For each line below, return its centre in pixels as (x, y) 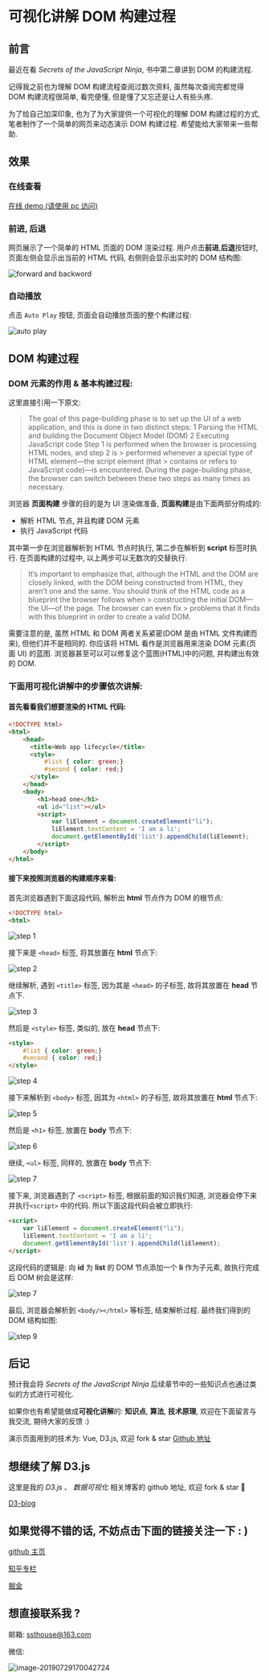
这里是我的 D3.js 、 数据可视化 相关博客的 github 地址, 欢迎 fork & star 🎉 (127, 1487)
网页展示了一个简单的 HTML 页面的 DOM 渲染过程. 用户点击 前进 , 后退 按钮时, (133, 247)
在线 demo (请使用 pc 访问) (53, 205)
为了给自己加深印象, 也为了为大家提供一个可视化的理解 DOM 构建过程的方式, (134, 114)
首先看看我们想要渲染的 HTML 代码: (67, 707)
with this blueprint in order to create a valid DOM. (109, 616)
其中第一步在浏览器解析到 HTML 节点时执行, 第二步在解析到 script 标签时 (129, 547)
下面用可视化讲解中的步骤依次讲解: (75, 686)
